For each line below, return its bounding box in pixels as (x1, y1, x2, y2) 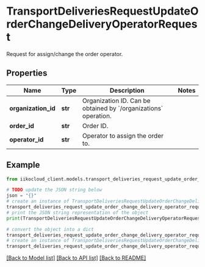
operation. (82, 112, 112, 120)
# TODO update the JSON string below (6, 187, 103, 193)
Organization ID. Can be (82, 96, 151, 105)
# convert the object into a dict (6, 226, 95, 232)
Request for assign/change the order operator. (6, 50, 123, 57)
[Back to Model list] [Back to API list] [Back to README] (6, 254, 146, 262)
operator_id (9, 135, 44, 144)
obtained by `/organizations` (82, 104, 164, 112)
